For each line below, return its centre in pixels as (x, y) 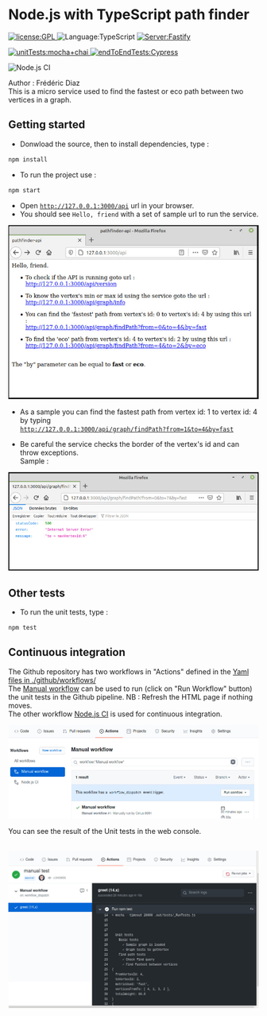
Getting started (47, 125)
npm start (25, 190)
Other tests (37, 593)
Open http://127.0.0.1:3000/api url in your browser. (107, 205)
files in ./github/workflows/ (52, 680)
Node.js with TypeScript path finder (129, 15)
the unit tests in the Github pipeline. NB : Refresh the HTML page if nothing (131, 696)
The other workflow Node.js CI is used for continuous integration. (115, 714)
